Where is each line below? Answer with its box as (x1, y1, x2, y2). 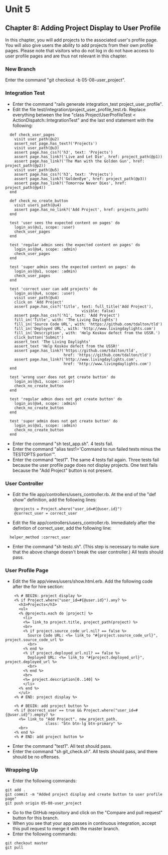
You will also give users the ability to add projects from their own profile (5, 42, 153, 48)
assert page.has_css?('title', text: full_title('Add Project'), (14, 304, 154, 309)
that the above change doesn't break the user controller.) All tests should (12, 549, 163, 555)
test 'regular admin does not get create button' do (10, 396, 122, 401)
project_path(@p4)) (5, 185, 46, 190)
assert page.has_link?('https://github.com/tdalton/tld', (14, 348, 138, 353)
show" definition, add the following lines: (12, 496, 97, 503)
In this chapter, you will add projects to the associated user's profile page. (5, 37, 158, 43)
